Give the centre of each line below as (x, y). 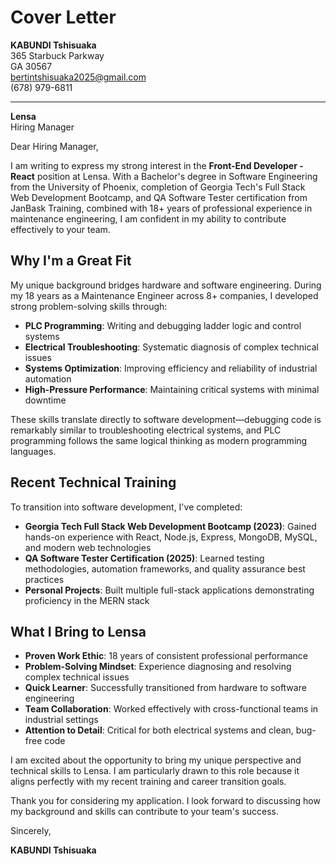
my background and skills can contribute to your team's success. (145, 812)
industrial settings (61, 720)
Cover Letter (63, 17)
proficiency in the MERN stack (87, 600)
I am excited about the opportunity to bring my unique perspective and (156, 760)
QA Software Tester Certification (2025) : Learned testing (144, 558)
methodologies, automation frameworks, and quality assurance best (165, 568)
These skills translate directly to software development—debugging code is (166, 419)
